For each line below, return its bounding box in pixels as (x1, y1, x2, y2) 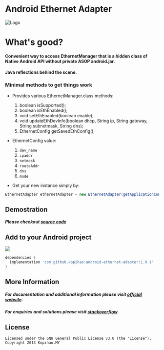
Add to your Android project (5, 233, 92, 241)
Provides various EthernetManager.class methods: (12, 93, 114, 99)
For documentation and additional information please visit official (5, 291, 143, 297)
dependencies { (5, 255, 36, 260)
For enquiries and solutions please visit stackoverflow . (5, 309, 119, 315)
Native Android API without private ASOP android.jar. (5, 58, 115, 64)
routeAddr (19, 164, 40, 168)
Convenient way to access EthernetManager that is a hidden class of (5, 53, 147, 59)
